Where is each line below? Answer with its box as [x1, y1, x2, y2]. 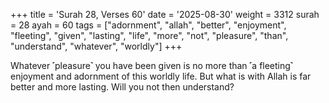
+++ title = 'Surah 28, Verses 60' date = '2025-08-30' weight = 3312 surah [10, 9, 320, 20]
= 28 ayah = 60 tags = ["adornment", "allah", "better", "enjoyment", [10, 19, 287, 31]
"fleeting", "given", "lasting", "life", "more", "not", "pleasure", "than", [10, 30, 289, 41]
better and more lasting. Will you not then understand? [10, 81, 235, 93]
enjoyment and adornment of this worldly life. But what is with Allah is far [10, 70, 312, 82]
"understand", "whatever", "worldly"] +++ [10, 40, 183, 52]
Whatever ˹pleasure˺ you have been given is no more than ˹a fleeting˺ [10, 60, 293, 71]
